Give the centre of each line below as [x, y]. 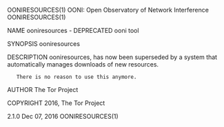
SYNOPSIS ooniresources [44, 44]
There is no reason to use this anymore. [77, 77]
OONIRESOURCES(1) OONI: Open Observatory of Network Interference [108, 10]
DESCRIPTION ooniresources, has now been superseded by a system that [112, 57]
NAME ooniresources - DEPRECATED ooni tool [73, 31]
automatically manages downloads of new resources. [83, 64]
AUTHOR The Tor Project [43, 90]
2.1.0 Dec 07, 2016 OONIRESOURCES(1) [63, 116]
